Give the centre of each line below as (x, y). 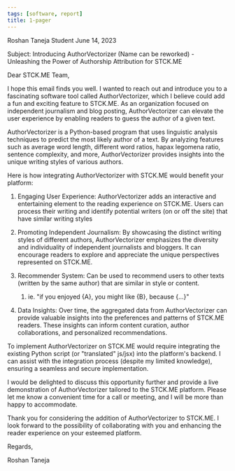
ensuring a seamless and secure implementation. (78, 368)
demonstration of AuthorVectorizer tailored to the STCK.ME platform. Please (117, 389)
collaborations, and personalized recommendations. (92, 332)
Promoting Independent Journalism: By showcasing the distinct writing (119, 232)
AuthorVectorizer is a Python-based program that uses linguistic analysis (113, 132)
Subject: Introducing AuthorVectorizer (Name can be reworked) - (101, 54)
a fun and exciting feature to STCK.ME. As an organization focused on (108, 103)
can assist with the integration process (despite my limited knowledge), (110, 361)
